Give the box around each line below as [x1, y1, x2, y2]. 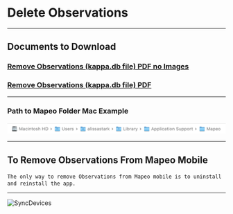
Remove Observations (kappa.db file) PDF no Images [7, 62, 189, 71]
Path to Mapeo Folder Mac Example [7, 106, 129, 116]
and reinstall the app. [7, 180, 76, 188]
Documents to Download [7, 41, 116, 53]
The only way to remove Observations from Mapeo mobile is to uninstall [7, 173, 222, 181]
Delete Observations [7, 5, 128, 21]
